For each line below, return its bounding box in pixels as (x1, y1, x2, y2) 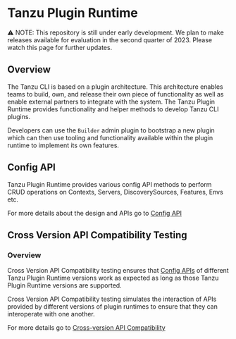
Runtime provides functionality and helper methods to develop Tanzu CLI (7, 104, 219, 113)
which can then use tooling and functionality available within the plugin (7, 133, 213, 142)
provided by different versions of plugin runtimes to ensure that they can (7, 302, 218, 311)
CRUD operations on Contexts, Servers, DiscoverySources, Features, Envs (7, 187, 223, 196)
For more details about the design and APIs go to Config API (7, 209, 182, 217)
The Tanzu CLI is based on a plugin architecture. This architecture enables (7, 82, 223, 91)
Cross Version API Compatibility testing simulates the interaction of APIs (7, 295, 217, 304)
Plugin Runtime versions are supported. (7, 281, 122, 290)
